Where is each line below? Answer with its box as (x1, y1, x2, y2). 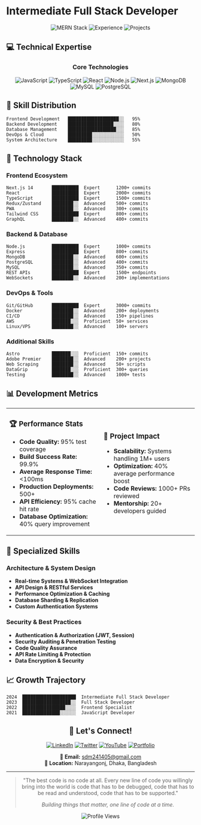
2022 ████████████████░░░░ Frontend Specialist (6, 704, 133, 710)
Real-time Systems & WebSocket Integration (14, 577, 128, 584)
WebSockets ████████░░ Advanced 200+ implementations (6, 275, 170, 281)
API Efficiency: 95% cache (19, 497, 97, 506)
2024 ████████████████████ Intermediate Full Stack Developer (6, 694, 170, 700)
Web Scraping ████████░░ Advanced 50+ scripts (6, 361, 146, 367)
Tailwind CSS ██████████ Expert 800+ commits (6, 211, 148, 217)
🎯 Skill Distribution (6, 101, 77, 111)
